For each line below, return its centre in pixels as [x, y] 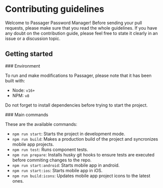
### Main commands [27, 114]
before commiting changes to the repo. [52, 160]
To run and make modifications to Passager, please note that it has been [78, 75]
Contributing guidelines [55, 9]
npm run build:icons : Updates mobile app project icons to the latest [81, 176]
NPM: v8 [21, 95]
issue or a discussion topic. [33, 38]
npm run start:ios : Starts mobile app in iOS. [57, 170]
